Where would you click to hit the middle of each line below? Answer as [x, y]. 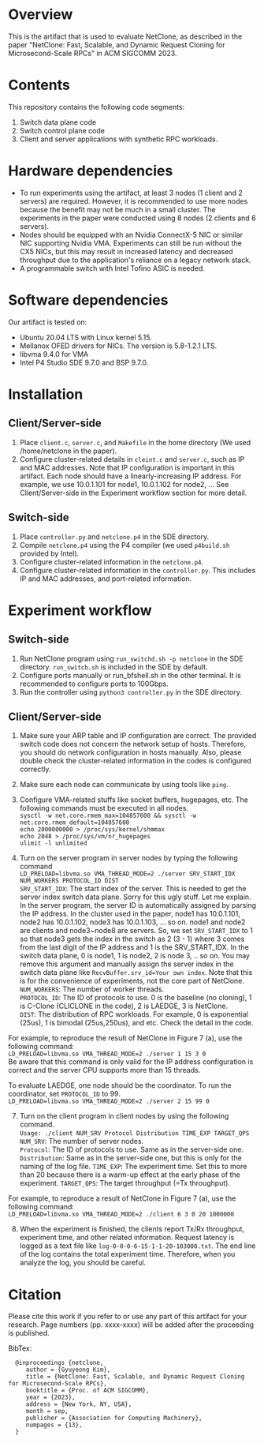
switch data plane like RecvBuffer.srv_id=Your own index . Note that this [136, 973]
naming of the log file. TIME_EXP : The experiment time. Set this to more [133, 1167]
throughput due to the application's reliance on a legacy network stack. [135, 260]
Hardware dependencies [91, 171]
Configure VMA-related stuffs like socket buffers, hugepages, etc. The [134, 800]
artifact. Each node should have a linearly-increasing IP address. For [130, 476]
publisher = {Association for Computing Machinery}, [114, 1419]
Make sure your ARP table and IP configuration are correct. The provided [138, 736]
